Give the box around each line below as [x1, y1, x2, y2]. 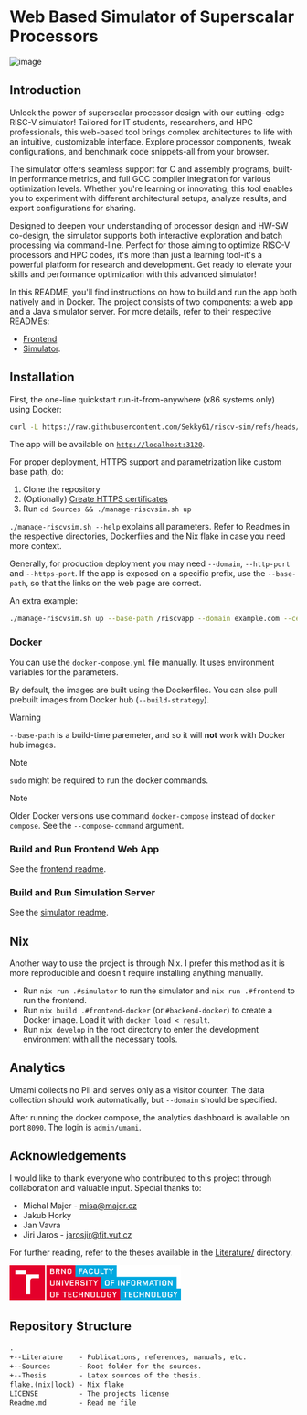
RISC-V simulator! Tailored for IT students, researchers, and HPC [9, 116, 253, 127]
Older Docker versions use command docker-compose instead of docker [9, 809, 276, 820]
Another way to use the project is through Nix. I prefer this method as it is [9, 958, 285, 969]
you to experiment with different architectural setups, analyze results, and [9, 192, 288, 203]
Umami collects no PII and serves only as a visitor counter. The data [9, 1084, 265, 1095]
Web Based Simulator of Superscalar [9, 6, 295, 27]
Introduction [9, 82, 82, 98]
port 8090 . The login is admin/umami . [9, 1121, 142, 1132]
